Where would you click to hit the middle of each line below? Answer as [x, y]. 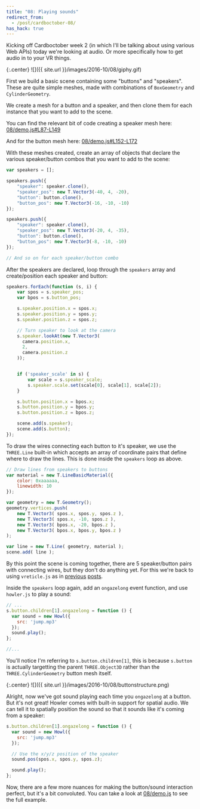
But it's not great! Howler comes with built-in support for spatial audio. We [98, 703]
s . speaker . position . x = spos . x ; [57, 309]
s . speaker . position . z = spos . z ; [57, 319]
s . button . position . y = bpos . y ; [56, 407]
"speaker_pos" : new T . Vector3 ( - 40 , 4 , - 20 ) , [73, 192]
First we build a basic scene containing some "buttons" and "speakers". [95, 81]
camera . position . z [45, 353]
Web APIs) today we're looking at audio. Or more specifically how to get [95, 52]
